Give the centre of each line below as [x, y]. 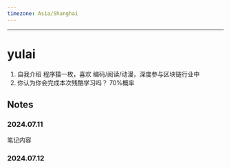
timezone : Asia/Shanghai [43, 13]
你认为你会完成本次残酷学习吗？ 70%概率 [76, 83]
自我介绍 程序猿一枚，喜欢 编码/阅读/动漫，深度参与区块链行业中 [108, 74]
